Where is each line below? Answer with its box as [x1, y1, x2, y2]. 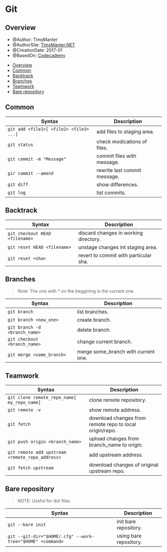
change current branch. [77, 338, 132, 345]
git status [7, 142, 33, 148]
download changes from [89, 415, 146, 422]
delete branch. [77, 327, 111, 334]
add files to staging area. [96, 128, 155, 135]
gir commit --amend [7, 171, 54, 176]
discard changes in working [78, 229, 143, 236]
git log [7, 189, 26, 195]
